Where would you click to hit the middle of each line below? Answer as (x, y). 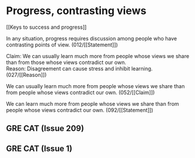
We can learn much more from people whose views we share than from (93, 103)
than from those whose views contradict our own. (66, 62)
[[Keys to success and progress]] (46, 27)
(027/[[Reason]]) (26, 75)
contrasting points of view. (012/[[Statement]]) (62, 45)
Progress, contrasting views (76, 11)
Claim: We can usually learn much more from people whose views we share (98, 56)
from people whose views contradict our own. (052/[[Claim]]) (80, 92)
